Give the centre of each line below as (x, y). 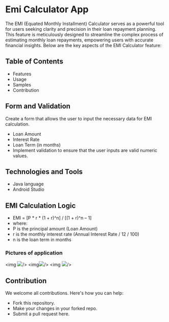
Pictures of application (34, 253)
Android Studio (28, 189)
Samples (22, 84)
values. (20, 156)
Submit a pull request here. (41, 314)
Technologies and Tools (44, 172)
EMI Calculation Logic (41, 206)
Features (22, 74)
